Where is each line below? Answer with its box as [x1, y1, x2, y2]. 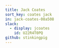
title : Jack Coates [5, 7, 46, 12]
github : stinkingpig [5, 35, 48, 40]
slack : [5, 21, 19, 26]
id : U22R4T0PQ [14, 30, 43, 35]
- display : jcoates [9, 26, 50, 31]
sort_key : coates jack [5, 12, 52, 17]
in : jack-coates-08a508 [5, 16, 55, 21]
